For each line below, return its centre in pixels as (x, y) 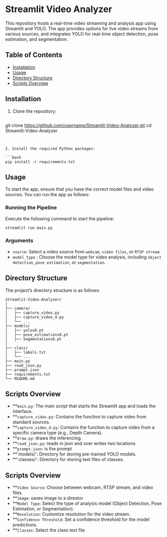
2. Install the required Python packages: (50, 149)
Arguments (19, 241)
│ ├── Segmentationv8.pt (33, 339)
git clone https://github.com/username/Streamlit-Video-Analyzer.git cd (78, 125)
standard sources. (31, 422)
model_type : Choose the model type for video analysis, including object (87, 257)
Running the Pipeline (31, 208)
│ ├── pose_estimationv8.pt (37, 335)
